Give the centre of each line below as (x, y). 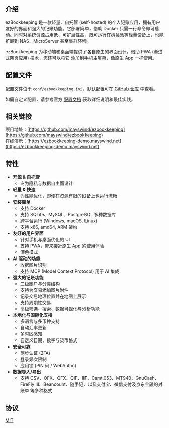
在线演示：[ (17, 141)
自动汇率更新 (33, 328)
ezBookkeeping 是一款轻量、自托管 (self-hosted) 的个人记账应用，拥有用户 (83, 22)
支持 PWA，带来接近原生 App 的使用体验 (62, 246)
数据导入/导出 (27, 372)
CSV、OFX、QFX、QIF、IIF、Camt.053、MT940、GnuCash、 (95, 378)
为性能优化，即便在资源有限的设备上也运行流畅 (68, 196)
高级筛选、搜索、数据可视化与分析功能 (60, 309)
